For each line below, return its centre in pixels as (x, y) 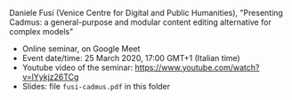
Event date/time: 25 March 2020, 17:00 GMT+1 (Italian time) (131, 58)
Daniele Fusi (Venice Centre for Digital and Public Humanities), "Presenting (146, 13)
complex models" (41, 31)
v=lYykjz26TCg (50, 77)
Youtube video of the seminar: (77, 67)
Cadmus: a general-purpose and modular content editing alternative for (140, 22)
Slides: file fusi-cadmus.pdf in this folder (96, 86)
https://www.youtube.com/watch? (197, 67)
